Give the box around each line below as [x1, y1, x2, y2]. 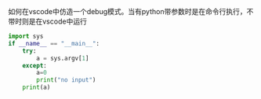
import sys [8, 32, 44, 40]
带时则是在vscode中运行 [8, 16, 88, 26]
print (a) [22, 83, 51, 92]
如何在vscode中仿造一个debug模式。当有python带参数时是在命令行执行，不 [8, 7, 254, 16]
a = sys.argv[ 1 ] [36, 54, 89, 62]
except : [22, 61, 47, 69]
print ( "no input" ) [36, 76, 96, 84]
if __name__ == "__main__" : [8, 39, 100, 47]
